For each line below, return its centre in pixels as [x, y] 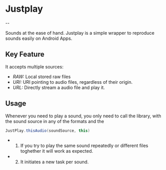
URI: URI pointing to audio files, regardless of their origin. [73, 82]
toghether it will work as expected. [57, 151]
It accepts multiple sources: [34, 66]
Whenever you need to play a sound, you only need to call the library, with [84, 116]
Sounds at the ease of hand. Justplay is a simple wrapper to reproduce [80, 33]
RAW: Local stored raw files [42, 77]
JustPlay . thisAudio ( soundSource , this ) [48, 131]
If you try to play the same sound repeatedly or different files [84, 145]
